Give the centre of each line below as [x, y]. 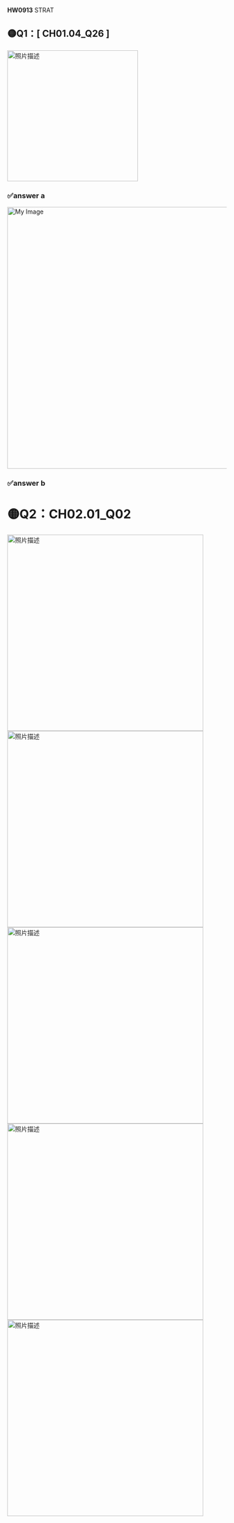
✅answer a [26, 195]
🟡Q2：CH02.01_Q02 [69, 514]
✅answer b [26, 483]
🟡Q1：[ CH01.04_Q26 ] [58, 34]
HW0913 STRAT [31, 10]
